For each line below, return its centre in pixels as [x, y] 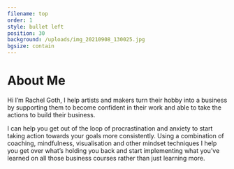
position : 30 [26, 33]
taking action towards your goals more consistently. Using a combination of [116, 135]
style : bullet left [36, 27]
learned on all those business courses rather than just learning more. [106, 158]
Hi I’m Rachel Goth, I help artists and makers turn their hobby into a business [117, 100]
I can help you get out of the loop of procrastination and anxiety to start [110, 128]
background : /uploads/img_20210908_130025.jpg [76, 40]
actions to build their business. [51, 115]
